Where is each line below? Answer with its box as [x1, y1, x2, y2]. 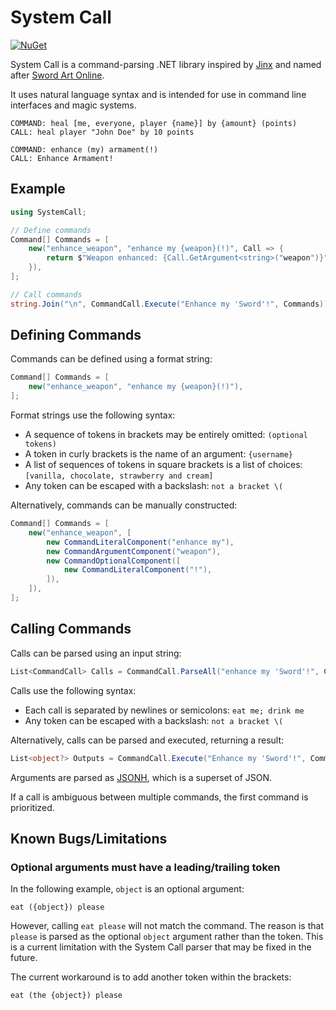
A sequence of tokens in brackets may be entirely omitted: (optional [24, 429, 308, 441]
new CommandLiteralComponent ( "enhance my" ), [46, 537, 235, 547]
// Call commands [10, 289, 83, 300]
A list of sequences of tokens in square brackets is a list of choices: [24, 459, 303, 471]
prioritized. [10, 801, 55, 813]
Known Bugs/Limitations [10, 830, 168, 847]
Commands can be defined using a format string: [10, 353, 213, 365]
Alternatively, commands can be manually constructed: [10, 499, 238, 511]
